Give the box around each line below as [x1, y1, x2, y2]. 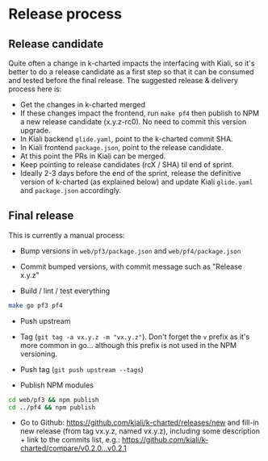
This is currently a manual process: [8, 230, 125, 240]
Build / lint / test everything [19, 286, 111, 295]
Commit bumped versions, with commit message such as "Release [19, 262, 242, 271]
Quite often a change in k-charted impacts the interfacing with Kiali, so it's [8, 58, 255, 68]
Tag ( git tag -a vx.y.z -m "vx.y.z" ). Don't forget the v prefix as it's [19, 332, 250, 342]
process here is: [8, 84, 62, 94]
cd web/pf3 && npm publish [8, 396, 99, 404]
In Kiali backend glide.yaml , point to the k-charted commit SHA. [19, 134, 233, 144]
